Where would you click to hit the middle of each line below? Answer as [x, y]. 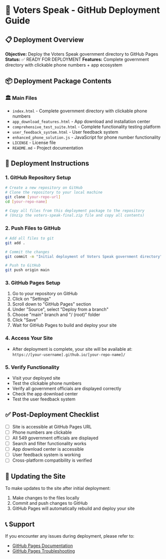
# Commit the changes [27, 252]
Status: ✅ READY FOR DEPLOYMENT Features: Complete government [77, 59]
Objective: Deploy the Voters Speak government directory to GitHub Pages [82, 54]
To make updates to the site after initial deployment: [58, 488]
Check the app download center [45, 394]
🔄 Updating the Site [35, 476]
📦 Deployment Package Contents [59, 81]
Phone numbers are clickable [42, 432]
